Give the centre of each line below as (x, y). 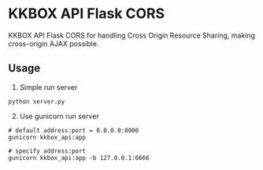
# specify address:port (47, 151)
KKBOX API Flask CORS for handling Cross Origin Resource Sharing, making (132, 35)
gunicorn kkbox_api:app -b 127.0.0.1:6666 (79, 157)
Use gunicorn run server (59, 116)
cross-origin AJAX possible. (54, 43)
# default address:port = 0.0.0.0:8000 (74, 130)
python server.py (37, 101)
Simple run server (48, 87)
